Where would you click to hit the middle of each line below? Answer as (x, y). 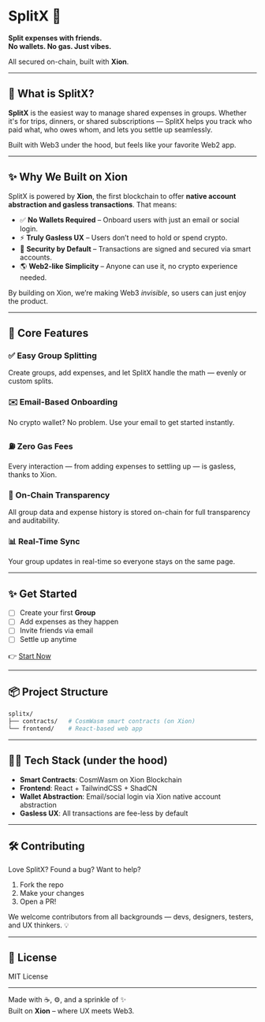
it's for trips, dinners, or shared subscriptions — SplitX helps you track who (130, 121)
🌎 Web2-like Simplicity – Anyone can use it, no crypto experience (129, 266)
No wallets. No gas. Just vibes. (60, 46)
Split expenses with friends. (55, 38)
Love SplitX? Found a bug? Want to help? (75, 869)
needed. (33, 277)
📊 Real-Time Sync (44, 542)
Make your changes (52, 893)
